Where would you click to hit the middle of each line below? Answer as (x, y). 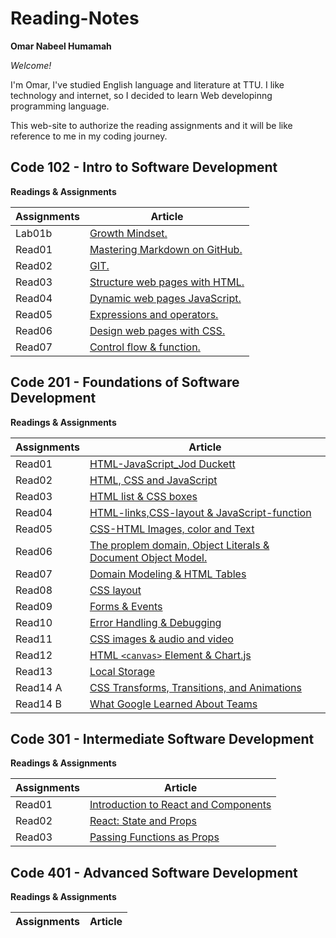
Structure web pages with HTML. (167, 282)
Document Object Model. (148, 557)
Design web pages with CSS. (157, 330)
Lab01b (34, 233)
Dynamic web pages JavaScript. (165, 298)
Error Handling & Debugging (155, 622)
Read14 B (38, 704)
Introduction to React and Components (180, 805)
